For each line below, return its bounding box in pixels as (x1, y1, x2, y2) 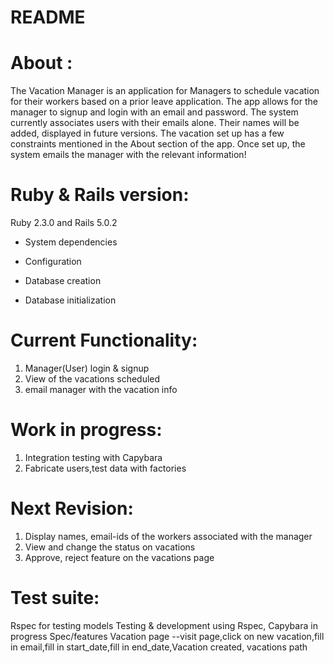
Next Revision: (10, 497, 134, 520)
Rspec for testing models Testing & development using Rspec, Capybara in (10, 619, 318, 631)
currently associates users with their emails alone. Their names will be (10, 117, 300, 129)
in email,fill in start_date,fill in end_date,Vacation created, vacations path (10, 641, 308, 653)
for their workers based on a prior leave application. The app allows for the (10, 96, 318, 108)
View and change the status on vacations (24, 541, 196, 553)
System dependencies (24, 236, 118, 248)
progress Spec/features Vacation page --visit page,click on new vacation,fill (10, 630, 325, 642)
